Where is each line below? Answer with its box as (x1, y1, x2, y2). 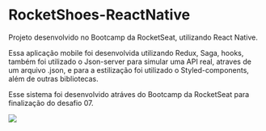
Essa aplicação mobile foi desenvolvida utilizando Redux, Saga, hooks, (8, 48, 244, 57)
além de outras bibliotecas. (8, 74, 99, 83)
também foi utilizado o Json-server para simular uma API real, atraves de (8, 57, 252, 66)
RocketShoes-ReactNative (8, 6, 191, 24)
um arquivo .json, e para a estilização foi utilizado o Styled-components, (8, 65, 249, 74)
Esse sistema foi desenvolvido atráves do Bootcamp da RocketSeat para (8, 89, 250, 99)
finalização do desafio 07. (8, 98, 94, 108)
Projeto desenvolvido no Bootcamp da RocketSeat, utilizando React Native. (8, 32, 259, 42)
